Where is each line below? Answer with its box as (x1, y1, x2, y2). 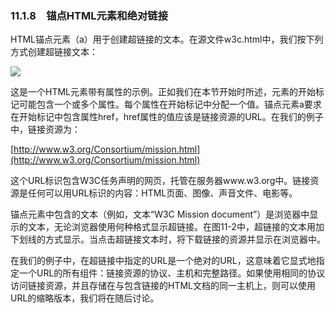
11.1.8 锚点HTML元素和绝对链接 (10, 8, 169, 22)
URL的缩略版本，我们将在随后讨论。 (10, 292, 160, 304)
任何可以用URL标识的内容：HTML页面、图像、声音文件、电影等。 (27, 187, 298, 199)
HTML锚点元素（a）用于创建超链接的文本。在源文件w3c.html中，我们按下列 (10, 33, 324, 46)
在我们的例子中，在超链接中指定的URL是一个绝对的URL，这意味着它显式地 (10, 255, 317, 267)
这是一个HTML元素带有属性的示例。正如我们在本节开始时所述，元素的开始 (10, 86, 317, 98)
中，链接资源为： (10, 123, 81, 136)
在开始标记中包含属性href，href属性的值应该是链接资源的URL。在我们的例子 (10, 111, 324, 123)
